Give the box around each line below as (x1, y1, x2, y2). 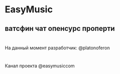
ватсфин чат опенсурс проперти (5, 24, 115, 33)
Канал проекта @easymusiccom (5, 63, 75, 69)
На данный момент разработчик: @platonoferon (5, 45, 110, 51)
